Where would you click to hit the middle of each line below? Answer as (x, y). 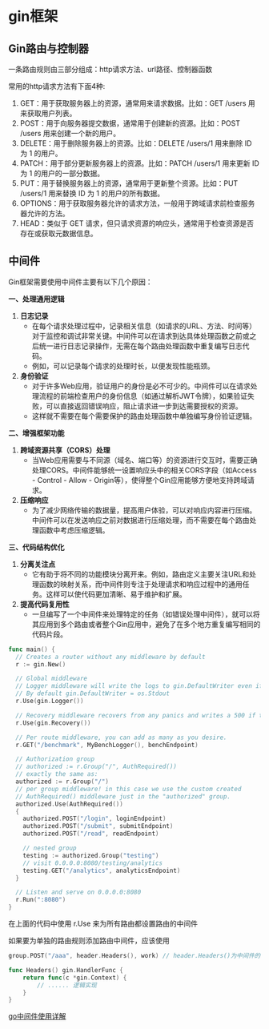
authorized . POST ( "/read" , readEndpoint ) (91, 834)
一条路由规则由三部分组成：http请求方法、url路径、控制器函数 (110, 69)
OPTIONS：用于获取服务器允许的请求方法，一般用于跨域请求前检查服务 (137, 203)
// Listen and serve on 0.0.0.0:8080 (78, 892)
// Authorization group (55, 759)
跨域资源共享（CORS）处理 (65, 450)
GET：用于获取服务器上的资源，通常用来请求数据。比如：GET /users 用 (138, 103)
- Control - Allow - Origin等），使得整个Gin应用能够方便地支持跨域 (140, 480)
